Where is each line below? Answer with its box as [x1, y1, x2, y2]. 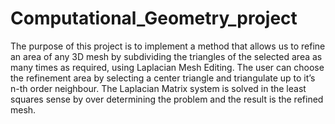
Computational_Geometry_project [10, 7, 298, 30]
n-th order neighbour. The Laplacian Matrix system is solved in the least [10, 82, 307, 94]
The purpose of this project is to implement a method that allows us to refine [10, 40, 326, 52]
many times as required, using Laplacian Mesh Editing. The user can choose [10, 61, 325, 73]
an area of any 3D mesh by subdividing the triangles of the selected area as [10, 50, 323, 62]
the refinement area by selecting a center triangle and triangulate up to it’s [10, 72, 316, 84]
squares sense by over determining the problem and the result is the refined [10, 93, 324, 105]
